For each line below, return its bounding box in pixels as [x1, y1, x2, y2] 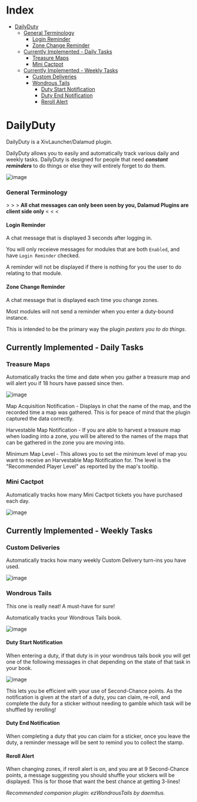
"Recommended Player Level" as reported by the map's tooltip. [6, 463, 159, 470]
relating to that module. [6, 270, 63, 277]
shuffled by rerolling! [6, 706, 56, 713]
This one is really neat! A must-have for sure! [6, 602, 115, 609]
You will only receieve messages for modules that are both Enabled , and [6, 246, 180, 253]
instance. [6, 314, 29, 321]
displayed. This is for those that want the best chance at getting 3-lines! [6, 778, 181, 785]
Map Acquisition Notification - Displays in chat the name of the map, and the [6, 403, 191, 410]
